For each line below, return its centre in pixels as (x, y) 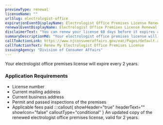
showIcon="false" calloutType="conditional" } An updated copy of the (82, 112)
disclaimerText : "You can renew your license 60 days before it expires (80, 32)
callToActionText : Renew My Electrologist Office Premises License (75, 45)
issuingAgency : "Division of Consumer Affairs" (54, 50)
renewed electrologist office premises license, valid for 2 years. (75, 117)
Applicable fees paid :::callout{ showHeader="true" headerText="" (78, 107)
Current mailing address (36, 92)
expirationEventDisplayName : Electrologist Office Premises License (76, 23)
